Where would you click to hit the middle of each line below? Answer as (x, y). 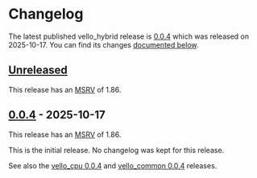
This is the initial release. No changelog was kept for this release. (116, 150)
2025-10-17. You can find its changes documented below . (104, 44)
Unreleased (38, 70)
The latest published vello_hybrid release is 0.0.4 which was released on (129, 36)
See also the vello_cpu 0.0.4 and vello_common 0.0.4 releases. (113, 165)
